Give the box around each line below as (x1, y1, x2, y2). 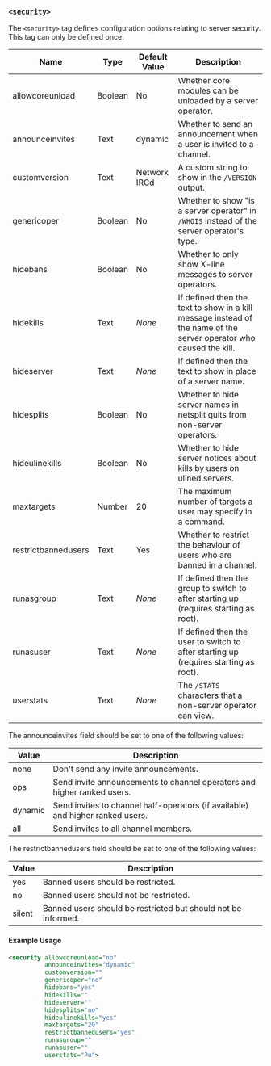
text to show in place (177, 366, 256, 377)
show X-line (177, 258, 225, 270)
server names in (177, 399, 240, 410)
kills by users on (177, 463, 240, 474)
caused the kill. (177, 342, 236, 354)
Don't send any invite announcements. (52, 763, 199, 774)
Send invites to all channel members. (52, 823, 192, 834)
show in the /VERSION (177, 172, 257, 183)
